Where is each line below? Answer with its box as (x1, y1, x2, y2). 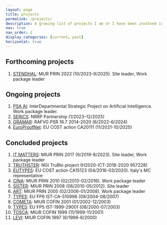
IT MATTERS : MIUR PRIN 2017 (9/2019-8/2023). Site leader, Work (12, 151, 147, 158)
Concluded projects (5, 139, 68, 147)
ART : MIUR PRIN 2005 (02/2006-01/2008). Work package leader (12, 188, 146, 194)
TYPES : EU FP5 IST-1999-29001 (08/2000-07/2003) (12, 204, 120, 210)
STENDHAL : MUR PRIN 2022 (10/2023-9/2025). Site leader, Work (12, 71, 148, 76)
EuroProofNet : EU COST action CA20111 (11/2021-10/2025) (12, 124, 132, 130)
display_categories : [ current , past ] (5, 35, 84, 40)
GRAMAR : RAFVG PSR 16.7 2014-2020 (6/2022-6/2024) (12, 119, 128, 125)
